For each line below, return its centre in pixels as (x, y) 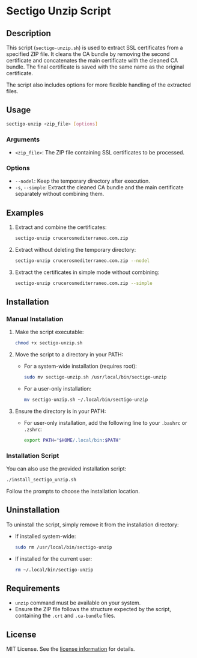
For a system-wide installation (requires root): (80, 366)
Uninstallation (33, 510)
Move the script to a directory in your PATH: (69, 355)
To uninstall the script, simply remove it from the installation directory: (92, 525)
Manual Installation (35, 319)
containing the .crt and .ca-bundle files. (65, 616)
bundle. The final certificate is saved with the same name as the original (95, 67)
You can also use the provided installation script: (66, 469)
